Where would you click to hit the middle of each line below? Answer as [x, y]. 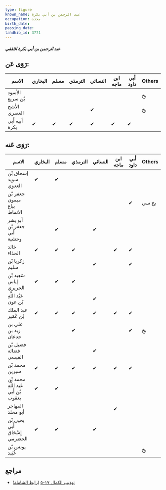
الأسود [14, 93]
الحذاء [14, 253]
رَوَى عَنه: [17, 145]
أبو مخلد [16, 412]
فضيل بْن [17, 344]
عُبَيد [12, 453]
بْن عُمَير [16, 316]
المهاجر [15, 406]
